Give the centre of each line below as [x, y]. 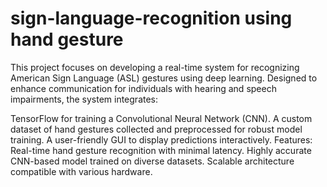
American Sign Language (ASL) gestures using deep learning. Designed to [164, 78]
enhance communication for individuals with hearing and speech [143, 88]
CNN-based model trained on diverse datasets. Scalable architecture [152, 161]
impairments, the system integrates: [84, 99]
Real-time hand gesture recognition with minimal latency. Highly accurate [161, 150]
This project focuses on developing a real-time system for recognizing [155, 67]
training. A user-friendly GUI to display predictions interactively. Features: [161, 139]
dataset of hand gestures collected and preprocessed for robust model [156, 129]
